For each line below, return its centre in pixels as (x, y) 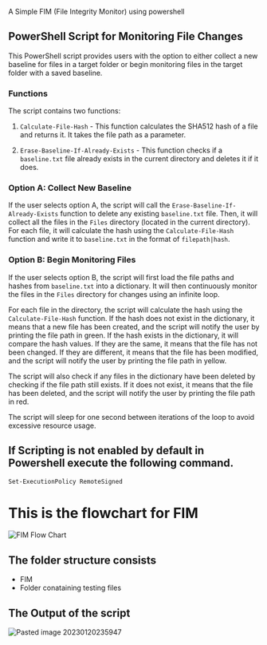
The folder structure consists (82, 560)
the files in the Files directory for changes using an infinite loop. (114, 294)
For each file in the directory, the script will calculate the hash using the (126, 310)
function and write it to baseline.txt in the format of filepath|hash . (119, 239)
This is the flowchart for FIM (104, 513)
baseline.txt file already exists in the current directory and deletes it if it (139, 159)
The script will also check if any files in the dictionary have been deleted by (132, 376)
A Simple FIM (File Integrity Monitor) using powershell (96, 12)
